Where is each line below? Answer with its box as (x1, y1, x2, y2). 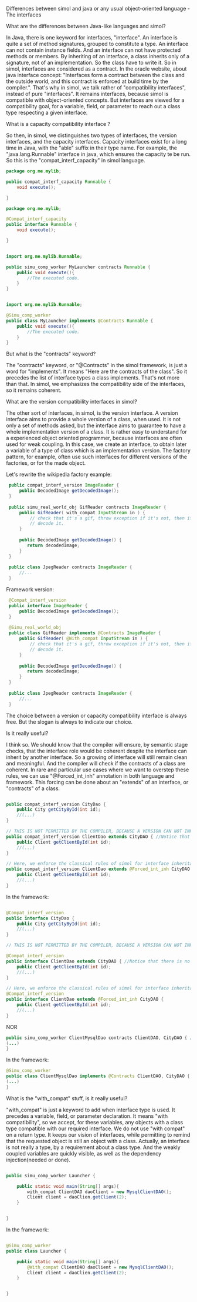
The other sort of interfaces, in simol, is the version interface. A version (6, 409, 178, 417)
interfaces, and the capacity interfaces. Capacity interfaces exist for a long (6, 138, 187, 145)
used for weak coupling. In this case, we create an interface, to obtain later (6, 441, 187, 448)
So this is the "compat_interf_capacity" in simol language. (6, 157, 145, 164)
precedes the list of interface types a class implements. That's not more (6, 374, 180, 381)
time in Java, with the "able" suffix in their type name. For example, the (6, 144, 178, 151)
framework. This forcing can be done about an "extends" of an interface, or (6, 778, 189, 785)
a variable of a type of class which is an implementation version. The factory (6, 447, 191, 454)
